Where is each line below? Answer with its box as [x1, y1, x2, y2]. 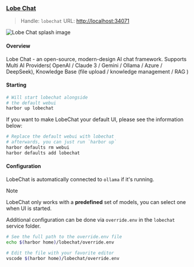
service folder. [6, 222, 41, 230]
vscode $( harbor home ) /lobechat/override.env [6, 255, 119, 261]
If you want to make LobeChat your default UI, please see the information [6, 116, 184, 123]
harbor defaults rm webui [6, 145, 69, 151]
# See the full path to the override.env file [6, 234, 122, 240]
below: [6, 122, 22, 129]
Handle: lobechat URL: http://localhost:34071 [20, 18, 129, 25]
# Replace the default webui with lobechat [6, 133, 115, 139]
